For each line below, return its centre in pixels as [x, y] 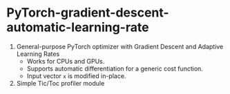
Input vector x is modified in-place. [76, 76]
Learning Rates [38, 54]
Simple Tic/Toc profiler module [60, 83]
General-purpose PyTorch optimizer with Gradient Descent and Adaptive [120, 46]
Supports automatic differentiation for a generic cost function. [115, 68]
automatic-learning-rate [78, 27]
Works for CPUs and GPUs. [66, 61]
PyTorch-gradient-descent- [88, 13]
